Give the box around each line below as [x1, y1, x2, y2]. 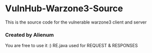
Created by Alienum [5, 31, 54, 38]
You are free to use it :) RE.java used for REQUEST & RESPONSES [5, 43, 138, 49]
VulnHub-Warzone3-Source [5, 3, 123, 14]
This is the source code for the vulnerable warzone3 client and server [5, 19, 147, 25]
